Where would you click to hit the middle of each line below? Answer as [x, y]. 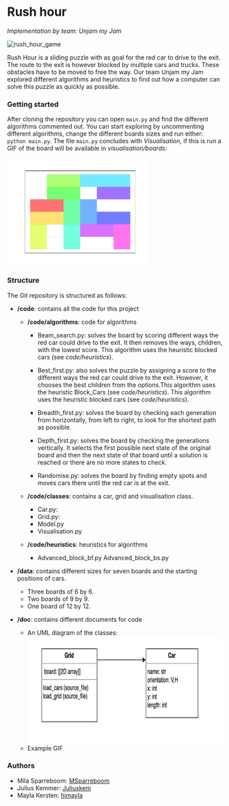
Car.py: [48, 509]
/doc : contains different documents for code [79, 619]
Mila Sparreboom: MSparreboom [63, 781]
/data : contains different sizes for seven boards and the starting [107, 571]
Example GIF [45, 748]
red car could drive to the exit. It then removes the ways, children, [130, 342]
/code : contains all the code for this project [78, 308]
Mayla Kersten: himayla [50, 795]
